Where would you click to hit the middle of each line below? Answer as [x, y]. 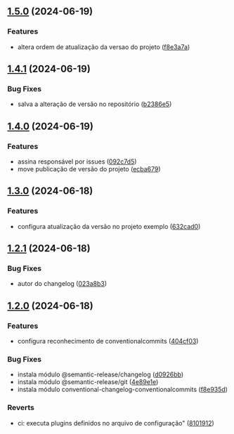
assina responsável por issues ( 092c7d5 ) [77, 162]
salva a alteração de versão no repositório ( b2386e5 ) [95, 104]
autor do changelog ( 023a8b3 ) [62, 284]
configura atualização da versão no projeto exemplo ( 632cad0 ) [109, 226]
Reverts [21, 408]
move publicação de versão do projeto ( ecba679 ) [89, 169]
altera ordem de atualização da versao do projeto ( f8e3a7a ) [104, 47]
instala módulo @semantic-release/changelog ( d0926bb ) [100, 374]
